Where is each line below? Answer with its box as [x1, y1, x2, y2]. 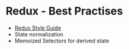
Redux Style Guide [14, 24, 61, 31]
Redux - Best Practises [5, 4, 123, 18]
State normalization [14, 30, 64, 38]
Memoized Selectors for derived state [14, 37, 110, 44]
